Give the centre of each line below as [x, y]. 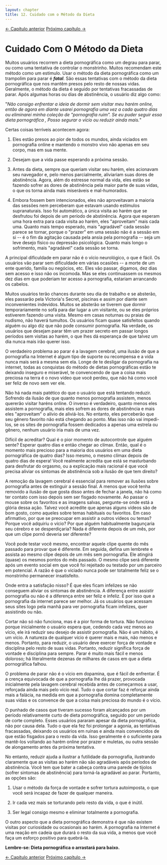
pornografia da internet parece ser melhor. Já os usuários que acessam [79, 601]
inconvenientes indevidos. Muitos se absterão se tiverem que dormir [76, 305]
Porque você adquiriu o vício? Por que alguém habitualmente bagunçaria [80, 524]
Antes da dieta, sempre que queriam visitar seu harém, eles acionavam [85, 169]
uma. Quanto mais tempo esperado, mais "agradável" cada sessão [81, 227]
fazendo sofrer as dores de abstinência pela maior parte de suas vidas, [85, 185]
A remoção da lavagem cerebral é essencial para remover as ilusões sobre [82, 481]
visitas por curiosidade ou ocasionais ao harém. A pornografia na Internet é [83, 828]
